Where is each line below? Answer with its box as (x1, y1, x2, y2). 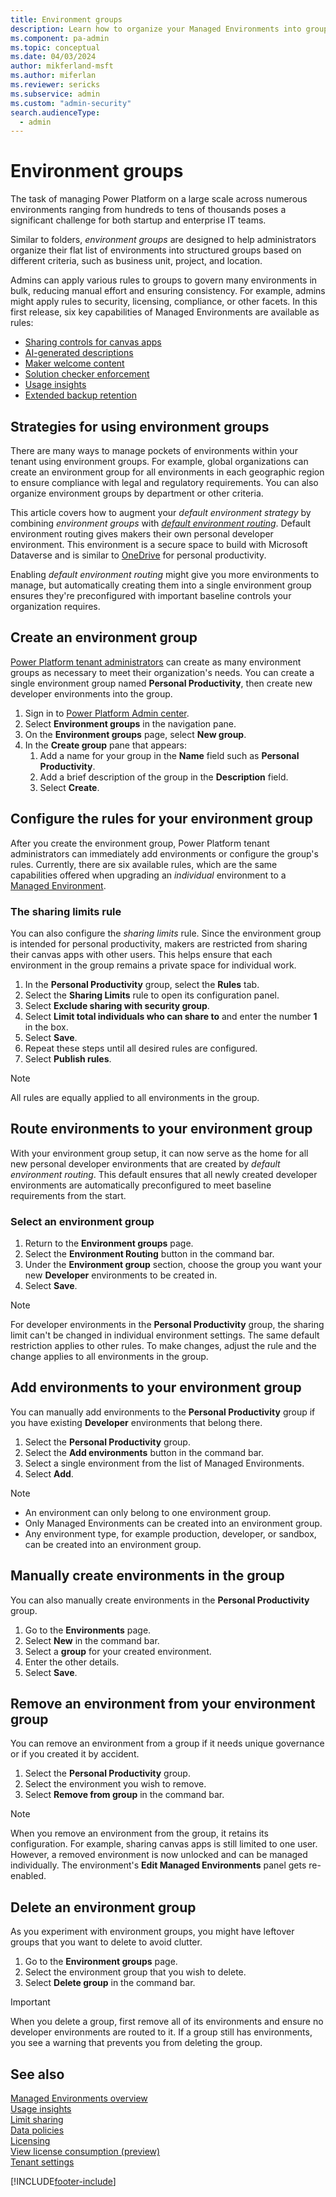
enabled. (10, 1870, 47, 1882)
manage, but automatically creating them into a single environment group (10, 579, 312, 591)
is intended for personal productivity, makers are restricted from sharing (10, 937, 308, 950)
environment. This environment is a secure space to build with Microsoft (10, 539, 308, 550)
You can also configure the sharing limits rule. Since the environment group (10, 927, 322, 939)
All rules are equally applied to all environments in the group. (10, 1091, 260, 1103)
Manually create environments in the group (10, 1567, 285, 1585)
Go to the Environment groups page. (24, 1956, 178, 1968)
